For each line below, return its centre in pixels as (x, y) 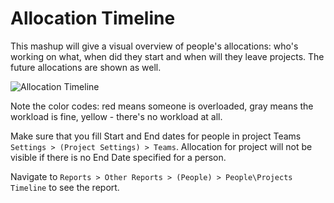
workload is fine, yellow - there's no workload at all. (116, 116)
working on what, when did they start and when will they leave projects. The (167, 56)
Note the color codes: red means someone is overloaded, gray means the (162, 106)
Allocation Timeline (93, 18)
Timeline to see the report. (65, 187)
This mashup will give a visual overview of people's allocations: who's (154, 46)
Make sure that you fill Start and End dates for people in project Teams (156, 136)
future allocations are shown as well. (86, 67)
